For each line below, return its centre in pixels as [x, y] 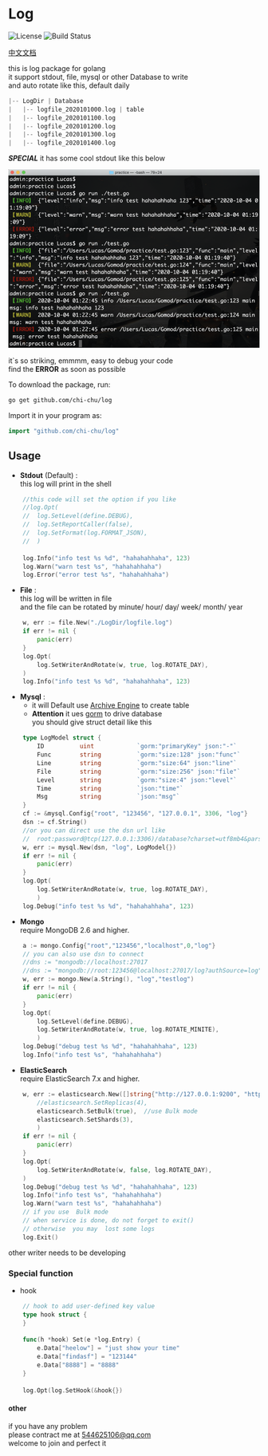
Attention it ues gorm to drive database [97, 714]
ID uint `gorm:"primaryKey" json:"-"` [137, 747]
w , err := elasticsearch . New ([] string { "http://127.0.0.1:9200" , [132, 1094]
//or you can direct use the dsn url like [94, 831]
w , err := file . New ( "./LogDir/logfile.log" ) [98, 623]
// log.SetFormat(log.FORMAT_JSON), [85, 533]
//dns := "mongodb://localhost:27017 [85, 962]
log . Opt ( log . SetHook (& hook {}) [73, 1390]
